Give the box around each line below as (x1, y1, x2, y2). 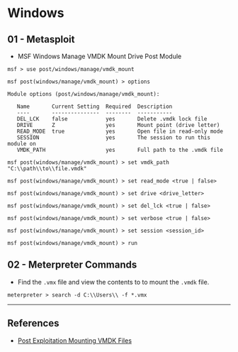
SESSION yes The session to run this (16, 134, 211, 141)
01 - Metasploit (7, 33, 75, 45)
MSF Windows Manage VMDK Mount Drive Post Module (17, 52, 182, 60)
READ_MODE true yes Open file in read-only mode (16, 128, 223, 135)
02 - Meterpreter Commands (7, 259, 137, 271)
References (7, 317, 59, 329)
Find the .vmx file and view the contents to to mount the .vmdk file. (17, 277, 210, 286)
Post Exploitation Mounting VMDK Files (17, 336, 132, 345)
